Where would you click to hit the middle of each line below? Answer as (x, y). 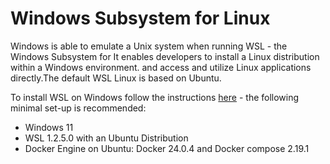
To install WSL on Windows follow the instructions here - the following (155, 97)
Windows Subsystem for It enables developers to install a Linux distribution (165, 56)
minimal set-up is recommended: (78, 108)
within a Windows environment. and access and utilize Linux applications (161, 67)
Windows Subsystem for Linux (140, 18)
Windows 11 (49, 127)
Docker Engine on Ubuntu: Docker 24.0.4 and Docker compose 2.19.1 (167, 148)
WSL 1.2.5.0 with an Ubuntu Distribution (106, 138)
